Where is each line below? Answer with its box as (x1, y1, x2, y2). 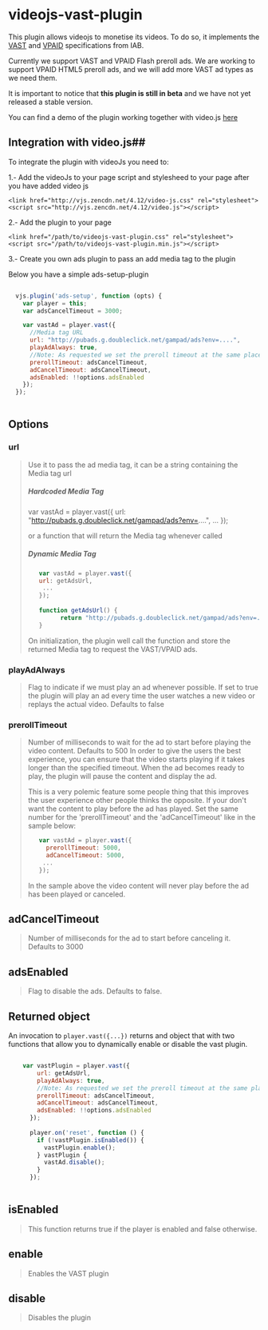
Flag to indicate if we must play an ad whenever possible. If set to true (27, 682, 259, 692)
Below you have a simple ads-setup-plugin (8, 270, 149, 279)
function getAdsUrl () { (38, 606, 118, 614)
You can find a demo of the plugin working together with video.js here (8, 112, 238, 122)
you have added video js (8, 181, 89, 190)
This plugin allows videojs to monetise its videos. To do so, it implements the (8, 32, 260, 42)
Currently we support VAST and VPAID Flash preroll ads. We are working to (8, 56, 255, 66)
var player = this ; (22, 299, 88, 307)
